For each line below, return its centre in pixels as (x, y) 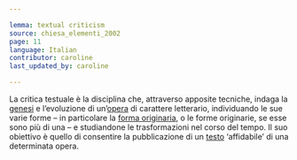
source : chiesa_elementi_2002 (65, 33)
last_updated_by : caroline (59, 66)
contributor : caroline (51, 58)
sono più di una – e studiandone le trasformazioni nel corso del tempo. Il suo (148, 127)
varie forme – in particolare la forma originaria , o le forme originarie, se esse (148, 118)
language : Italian (43, 50)
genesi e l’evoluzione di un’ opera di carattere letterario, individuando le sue (146, 108)
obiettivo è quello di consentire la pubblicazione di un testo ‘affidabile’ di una (149, 137)
